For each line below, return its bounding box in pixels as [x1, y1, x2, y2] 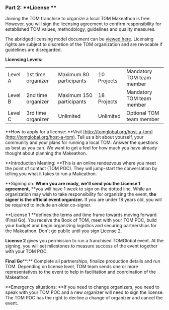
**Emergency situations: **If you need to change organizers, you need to [5, 284, 160, 290]
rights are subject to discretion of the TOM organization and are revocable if [5, 41, 162, 47]
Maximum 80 [58, 71, 90, 78]
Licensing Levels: [5, 57, 43, 63]
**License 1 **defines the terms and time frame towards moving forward [5, 212, 157, 218]
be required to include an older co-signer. [5, 202, 92, 208]
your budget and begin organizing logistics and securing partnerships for [5, 223, 157, 229]
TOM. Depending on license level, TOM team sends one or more [5, 264, 138, 270]
